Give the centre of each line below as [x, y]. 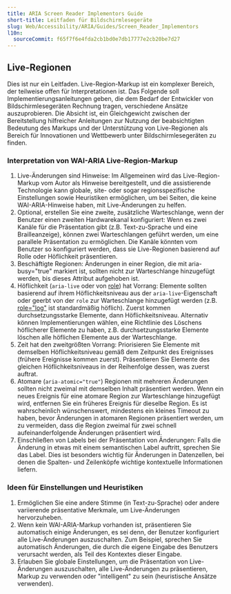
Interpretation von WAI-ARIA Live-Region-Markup [92, 160]
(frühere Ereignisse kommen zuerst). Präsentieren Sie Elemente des [113, 360]
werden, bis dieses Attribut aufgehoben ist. [78, 279]
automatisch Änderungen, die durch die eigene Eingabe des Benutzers [118, 546]
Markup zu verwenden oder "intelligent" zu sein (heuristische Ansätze [117, 576]
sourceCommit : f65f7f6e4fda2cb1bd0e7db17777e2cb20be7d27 [97, 39]
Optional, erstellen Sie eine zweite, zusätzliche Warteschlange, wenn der [120, 212]
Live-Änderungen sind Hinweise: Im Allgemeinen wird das [99, 176]
